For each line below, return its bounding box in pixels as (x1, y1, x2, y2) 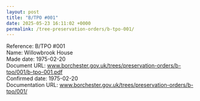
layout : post (6, 9, 40, 15)
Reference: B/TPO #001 (6, 43, 66, 50)
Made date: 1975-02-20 (6, 55, 66, 63)
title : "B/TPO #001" (6, 15, 59, 21)
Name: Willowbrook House (6, 49, 74, 57)
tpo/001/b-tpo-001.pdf (6, 68, 63, 76)
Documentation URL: (6, 82, 58, 89)
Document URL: (6, 62, 46, 69)
